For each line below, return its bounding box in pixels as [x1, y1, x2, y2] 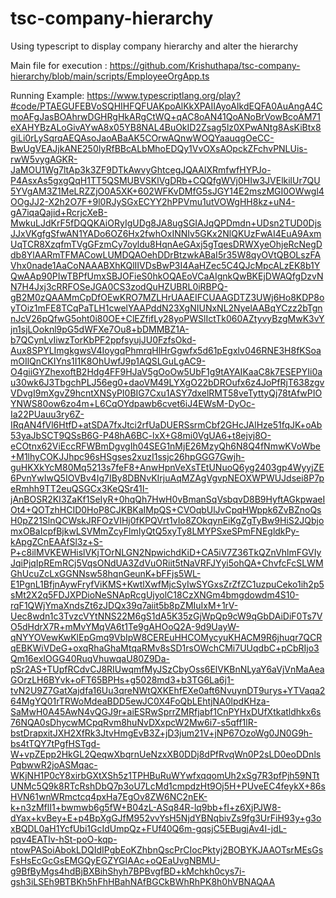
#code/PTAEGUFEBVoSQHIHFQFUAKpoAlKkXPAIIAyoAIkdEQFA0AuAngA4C [10, 100, 323, 112]
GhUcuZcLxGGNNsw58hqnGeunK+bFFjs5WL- [10, 567, 202, 579]
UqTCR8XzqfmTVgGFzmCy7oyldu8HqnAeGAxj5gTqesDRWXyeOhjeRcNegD [10, 238, 323, 250]
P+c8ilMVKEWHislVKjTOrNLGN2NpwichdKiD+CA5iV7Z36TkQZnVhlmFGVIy [10, 546, 322, 558]
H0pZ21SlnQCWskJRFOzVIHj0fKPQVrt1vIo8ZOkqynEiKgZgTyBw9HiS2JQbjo [10, 514, 325, 526]
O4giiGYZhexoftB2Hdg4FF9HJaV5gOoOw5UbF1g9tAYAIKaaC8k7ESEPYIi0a [10, 365, 323, 377]
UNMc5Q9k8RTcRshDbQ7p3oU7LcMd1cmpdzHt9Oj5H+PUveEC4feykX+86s [10, 780, 326, 792]
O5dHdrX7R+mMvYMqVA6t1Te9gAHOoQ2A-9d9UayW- [10, 620, 240, 632]
